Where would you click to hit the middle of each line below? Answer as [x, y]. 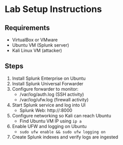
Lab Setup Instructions [53, 9]
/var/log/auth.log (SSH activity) [52, 94]
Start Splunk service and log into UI [49, 105]
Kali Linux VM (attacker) [37, 50]
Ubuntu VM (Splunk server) [40, 45]
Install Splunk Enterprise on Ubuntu [49, 78]
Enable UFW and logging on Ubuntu [49, 126]
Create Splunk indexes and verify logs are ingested [65, 137]
